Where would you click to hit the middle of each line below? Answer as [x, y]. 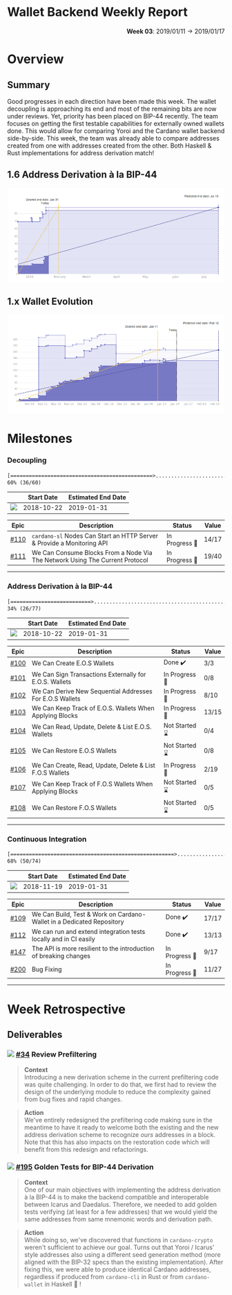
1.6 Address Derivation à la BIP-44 [82, 175]
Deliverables [35, 1035]
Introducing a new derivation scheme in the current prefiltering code [121, 1077]
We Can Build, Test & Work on [74, 915]
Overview [36, 59]
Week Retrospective [67, 1009]
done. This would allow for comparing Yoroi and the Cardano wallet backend [116, 131]
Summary [29, 85]
